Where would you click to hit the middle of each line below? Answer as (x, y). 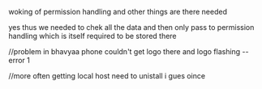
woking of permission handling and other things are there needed (118, 12)
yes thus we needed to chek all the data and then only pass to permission (131, 27)
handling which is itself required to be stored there (92, 36)
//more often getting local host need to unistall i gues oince (107, 76)
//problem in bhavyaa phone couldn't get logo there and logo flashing (125, 51)
